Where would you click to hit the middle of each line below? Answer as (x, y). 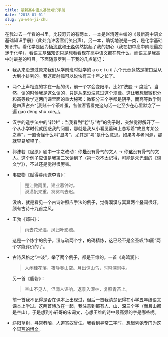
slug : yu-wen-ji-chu (27, 19)
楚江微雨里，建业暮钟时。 (51, 185)
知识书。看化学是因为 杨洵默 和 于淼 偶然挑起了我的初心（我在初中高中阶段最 (82, 47)
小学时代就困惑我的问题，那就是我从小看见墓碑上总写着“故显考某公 (90, 129)
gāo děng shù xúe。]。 (41, 112)
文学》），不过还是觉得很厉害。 (43, 164)
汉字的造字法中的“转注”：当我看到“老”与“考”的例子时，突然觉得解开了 (84, 122)
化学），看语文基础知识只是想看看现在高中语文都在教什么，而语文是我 (85, 53)
